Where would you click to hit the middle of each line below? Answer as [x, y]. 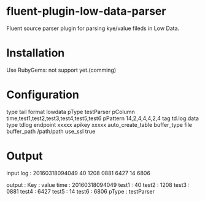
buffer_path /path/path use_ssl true [51, 131]
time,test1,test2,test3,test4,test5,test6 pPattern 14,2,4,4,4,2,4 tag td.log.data [103, 118]
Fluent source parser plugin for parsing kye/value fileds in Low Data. [93, 28]
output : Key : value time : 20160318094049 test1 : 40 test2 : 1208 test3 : [98, 184]
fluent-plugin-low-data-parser [86, 11]
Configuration [43, 95]
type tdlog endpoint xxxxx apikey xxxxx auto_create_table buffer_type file [99, 124]
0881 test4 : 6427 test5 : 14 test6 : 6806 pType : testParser [81, 191]
